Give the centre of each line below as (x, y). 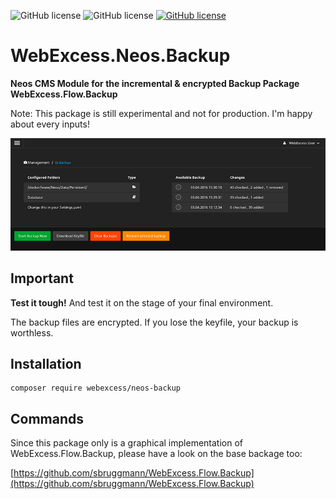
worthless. (32, 332)
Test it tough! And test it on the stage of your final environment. (142, 302)
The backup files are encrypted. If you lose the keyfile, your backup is (154, 322)
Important (42, 278)
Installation (46, 364)
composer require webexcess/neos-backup (96, 388)
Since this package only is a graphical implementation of (126, 443)
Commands (47, 418)
